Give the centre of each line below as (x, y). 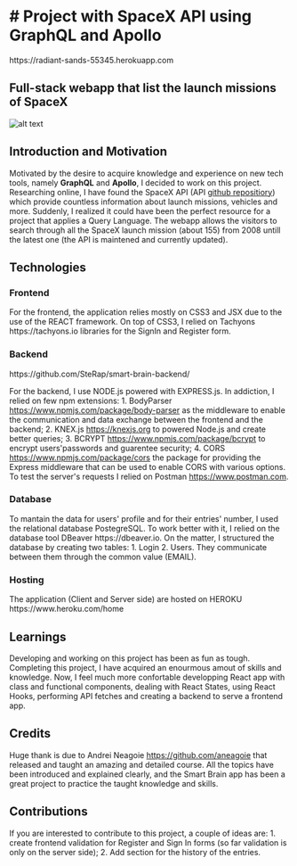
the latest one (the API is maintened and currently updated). (119, 239)
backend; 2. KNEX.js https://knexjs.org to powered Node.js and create (138, 429)
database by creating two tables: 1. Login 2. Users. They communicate (138, 547)
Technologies (48, 267)
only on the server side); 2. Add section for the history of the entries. (135, 852)
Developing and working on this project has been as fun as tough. (130, 658)
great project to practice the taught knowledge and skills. (114, 783)
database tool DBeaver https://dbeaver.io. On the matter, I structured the (142, 538)
